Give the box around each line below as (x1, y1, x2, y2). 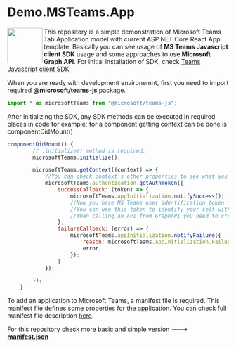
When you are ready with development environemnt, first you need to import (7, 78, 229, 86)
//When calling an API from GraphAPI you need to (70, 212, 218, 219)
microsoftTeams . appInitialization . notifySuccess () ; (70, 193, 225, 200)
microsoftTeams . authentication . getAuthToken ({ (44, 180, 184, 187)
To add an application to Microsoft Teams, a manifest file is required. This (7, 297, 220, 305)
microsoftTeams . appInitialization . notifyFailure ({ (70, 232, 221, 239)
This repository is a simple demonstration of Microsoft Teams (44, 27, 221, 36)
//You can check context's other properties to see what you (44, 173, 228, 180)
